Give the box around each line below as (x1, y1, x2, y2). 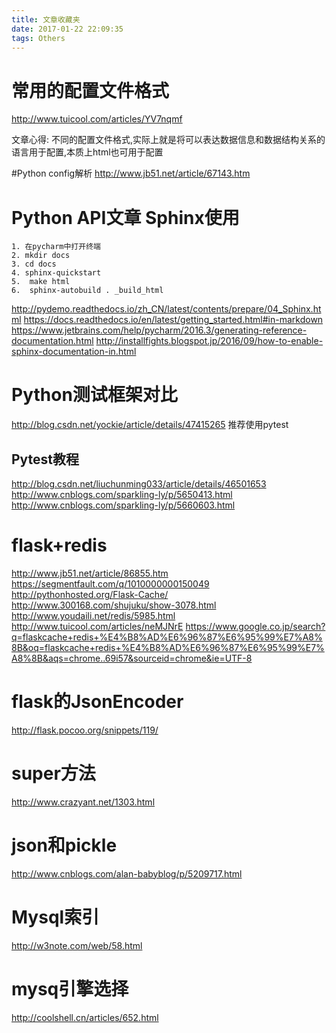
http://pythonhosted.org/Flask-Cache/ (11, 588, 169, 600)
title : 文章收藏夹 (11, 14, 81, 25)
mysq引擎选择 (11, 977, 129, 1000)
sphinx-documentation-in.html (11, 346, 137, 358)
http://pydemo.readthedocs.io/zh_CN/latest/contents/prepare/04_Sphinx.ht (11, 303, 322, 315)
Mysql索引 (11, 906, 100, 928)
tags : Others (11, 33, 66, 43)
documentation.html (11, 335, 94, 347)
